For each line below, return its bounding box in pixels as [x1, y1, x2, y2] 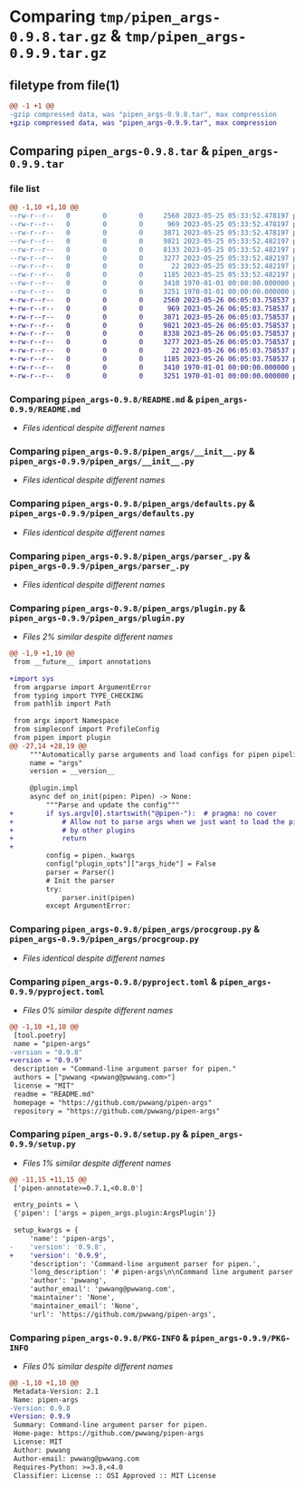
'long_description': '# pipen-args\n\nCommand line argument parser [29, 1268, 294, 1277]
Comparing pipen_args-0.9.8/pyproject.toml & [9, 975, 218, 988]
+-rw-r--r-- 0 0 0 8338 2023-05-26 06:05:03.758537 [9, 329, 290, 339]
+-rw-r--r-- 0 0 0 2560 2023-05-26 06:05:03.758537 [9, 295, 290, 304]
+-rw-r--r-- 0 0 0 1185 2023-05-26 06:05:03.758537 [9, 355, 290, 364]
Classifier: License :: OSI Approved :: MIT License [13, 1471, 217, 1480]
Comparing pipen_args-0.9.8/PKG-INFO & [9, 1331, 189, 1344]
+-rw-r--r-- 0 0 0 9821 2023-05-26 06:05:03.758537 [9, 321, 290, 330]
